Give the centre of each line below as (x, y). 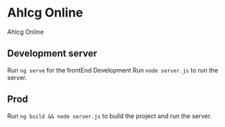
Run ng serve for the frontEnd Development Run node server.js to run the (113, 70)
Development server (52, 53)
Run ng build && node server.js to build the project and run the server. (110, 116)
